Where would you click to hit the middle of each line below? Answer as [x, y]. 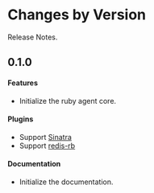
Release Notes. [33, 37]
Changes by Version [77, 15]
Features [23, 83]
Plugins [21, 119]
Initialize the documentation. [66, 182]
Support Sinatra [45, 137]
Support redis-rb [47, 146]
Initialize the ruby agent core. [68, 101]
